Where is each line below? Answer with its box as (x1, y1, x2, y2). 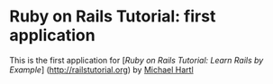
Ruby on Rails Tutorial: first (9, 6, 216, 27)
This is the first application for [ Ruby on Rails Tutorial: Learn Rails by (9, 55, 264, 65)
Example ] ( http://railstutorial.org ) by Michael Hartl (9, 64, 194, 75)
